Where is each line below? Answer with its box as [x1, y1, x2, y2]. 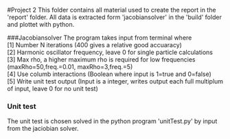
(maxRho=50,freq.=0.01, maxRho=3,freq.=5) [7, 63, 133, 71]
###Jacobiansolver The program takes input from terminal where [7, 34, 192, 42]
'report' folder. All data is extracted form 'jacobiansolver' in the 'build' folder [7, 13, 222, 21]
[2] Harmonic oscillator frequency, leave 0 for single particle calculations [7, 48, 213, 56]
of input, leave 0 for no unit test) [7, 85, 98, 92]
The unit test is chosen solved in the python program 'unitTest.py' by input [7, 117, 218, 125]
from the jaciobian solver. [7, 125, 79, 133]
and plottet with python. [7, 21, 75, 28]
